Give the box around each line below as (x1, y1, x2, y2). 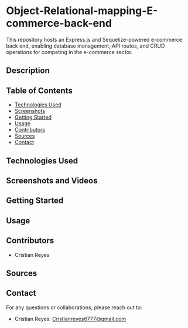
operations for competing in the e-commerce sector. (6, 48, 133, 55)
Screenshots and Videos (6, 175, 98, 186)
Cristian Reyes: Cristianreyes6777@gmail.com (14, 315, 127, 322)
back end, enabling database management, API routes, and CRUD (6, 42, 165, 49)
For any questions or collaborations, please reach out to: (6, 304, 142, 311)
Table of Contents (6, 85, 73, 95)
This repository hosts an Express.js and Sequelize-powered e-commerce (6, 36, 183, 43)
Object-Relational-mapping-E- (6, 4, 158, 18)
